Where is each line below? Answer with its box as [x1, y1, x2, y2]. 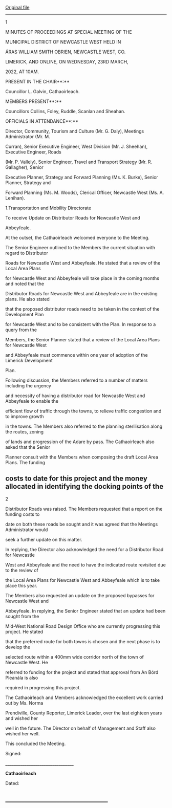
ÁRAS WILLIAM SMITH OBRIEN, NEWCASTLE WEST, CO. [5, 49, 126, 55]
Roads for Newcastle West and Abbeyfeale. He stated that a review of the [5, 260, 161, 266]
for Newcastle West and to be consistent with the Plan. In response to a [5, 321, 156, 327]
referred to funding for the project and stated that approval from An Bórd [5, 669, 159, 675]
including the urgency [5, 383, 51, 388]
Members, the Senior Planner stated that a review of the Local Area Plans [5, 337, 160, 342]
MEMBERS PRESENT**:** [5, 98, 62, 104]
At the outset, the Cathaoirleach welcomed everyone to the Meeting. [5, 235, 150, 241]
